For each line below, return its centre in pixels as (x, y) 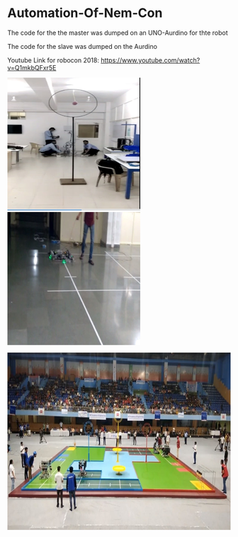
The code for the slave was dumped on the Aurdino (83, 46)
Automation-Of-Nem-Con (85, 13)
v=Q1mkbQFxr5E (32, 67)
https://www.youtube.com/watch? (150, 60)
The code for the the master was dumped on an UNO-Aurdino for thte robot (118, 33)
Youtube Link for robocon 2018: (53, 60)
